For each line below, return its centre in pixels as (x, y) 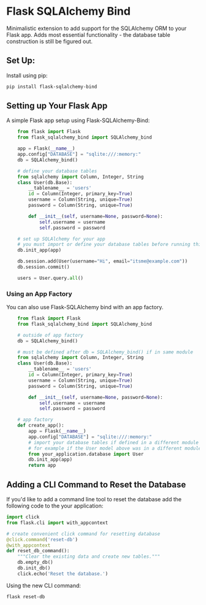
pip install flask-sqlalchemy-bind (52, 87)
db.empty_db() (35, 563)
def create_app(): (41, 426)
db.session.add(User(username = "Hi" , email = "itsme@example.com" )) (103, 261)
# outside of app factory (51, 335)
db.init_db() (34, 568)
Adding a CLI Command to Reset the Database (96, 484)
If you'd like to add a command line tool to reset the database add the (94, 499)
